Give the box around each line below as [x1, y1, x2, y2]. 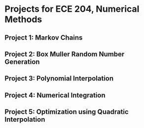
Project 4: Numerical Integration [4, 91, 106, 99]
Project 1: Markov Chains [4, 33, 83, 42]
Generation [4, 57, 40, 66]
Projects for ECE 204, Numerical [4, 3, 140, 15]
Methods [4, 14, 42, 25]
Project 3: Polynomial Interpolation [4, 75, 114, 83]
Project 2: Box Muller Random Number [4, 50, 125, 58]
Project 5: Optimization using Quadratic [4, 108, 129, 116]
